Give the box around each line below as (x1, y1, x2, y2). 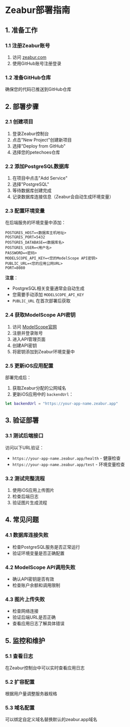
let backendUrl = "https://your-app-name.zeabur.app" (5, 401, 119, 406)
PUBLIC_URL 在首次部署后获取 (12, 298, 71, 304)
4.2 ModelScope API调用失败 (5, 564, 76, 570)
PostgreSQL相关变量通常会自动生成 (12, 285, 85, 291)
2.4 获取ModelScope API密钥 (5, 312, 76, 319)
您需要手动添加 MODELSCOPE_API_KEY (12, 292, 84, 298)
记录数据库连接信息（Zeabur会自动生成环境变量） (12, 194, 114, 200)
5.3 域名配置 (5, 704, 35, 711)
